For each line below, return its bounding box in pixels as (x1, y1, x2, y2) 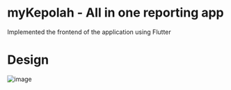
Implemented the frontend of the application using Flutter (7, 28, 172, 36)
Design (7, 52, 49, 68)
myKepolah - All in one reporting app (7, 5, 224, 21)
